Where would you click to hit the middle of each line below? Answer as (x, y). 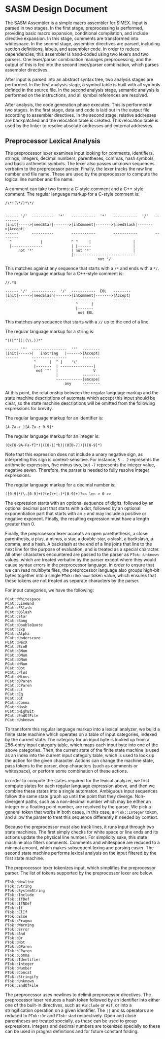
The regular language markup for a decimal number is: (60, 485)
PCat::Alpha (17, 634)
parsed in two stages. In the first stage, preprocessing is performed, (74, 28)
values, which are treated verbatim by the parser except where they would (81, 559)
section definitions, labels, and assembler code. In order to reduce (72, 49)
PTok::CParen (18, 951)
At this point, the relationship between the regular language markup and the (82, 392)
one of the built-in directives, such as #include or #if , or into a (68, 1005)
